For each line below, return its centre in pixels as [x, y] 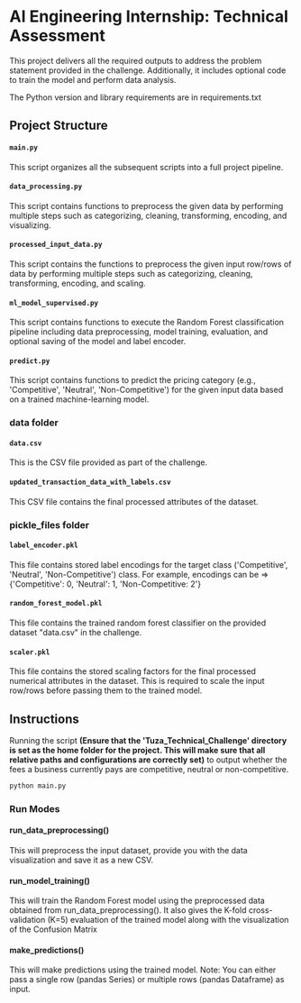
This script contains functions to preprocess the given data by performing [146, 205]
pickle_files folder [50, 524]
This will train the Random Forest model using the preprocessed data [137, 901]
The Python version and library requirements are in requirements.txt [135, 97]
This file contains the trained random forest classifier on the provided [138, 623]
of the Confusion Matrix [53, 929]
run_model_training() [50, 880]
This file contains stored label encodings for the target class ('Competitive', [149, 564]
